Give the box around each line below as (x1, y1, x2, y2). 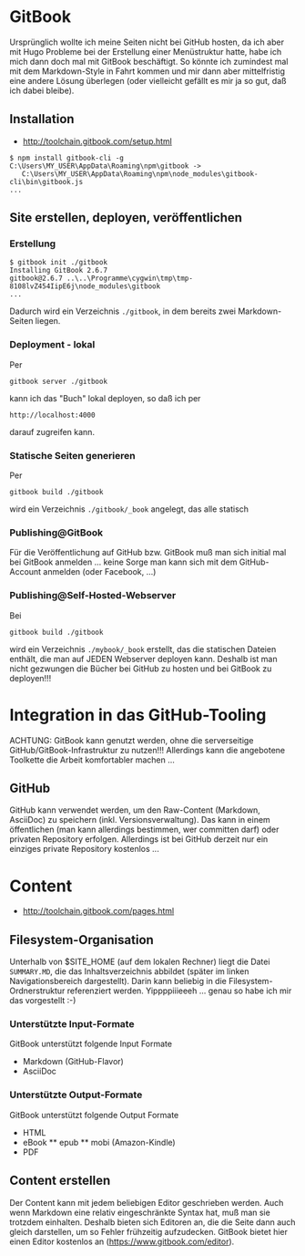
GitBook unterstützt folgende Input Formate (9, 1038, 173, 1050)
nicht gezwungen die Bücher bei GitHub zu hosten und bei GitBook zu (9, 663, 272, 674)
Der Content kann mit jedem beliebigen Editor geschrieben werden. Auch (9, 1197, 284, 1208)
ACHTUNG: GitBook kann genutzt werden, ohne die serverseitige (9, 734, 254, 745)
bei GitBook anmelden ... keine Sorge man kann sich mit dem (9, 556, 238, 567)
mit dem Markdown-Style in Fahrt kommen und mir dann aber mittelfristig (9, 66, 285, 77)
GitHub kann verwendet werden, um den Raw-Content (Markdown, (9, 804, 261, 815)
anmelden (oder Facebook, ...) (43, 566, 157, 577)
